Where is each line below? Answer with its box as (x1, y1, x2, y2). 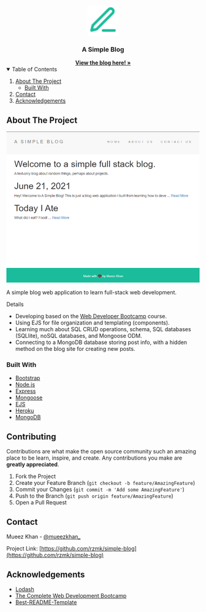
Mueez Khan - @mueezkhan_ (6, 533, 81, 541)
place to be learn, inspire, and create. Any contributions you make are (6, 454, 183, 461)
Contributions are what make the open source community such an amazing (6, 448, 196, 455)
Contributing (6, 431, 56, 442)
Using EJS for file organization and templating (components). (15, 319, 170, 326)
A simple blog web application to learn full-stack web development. (6, 289, 177, 296)
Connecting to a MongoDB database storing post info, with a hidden (15, 339, 188, 346)
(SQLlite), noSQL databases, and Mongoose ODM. (15, 332, 142, 340)
